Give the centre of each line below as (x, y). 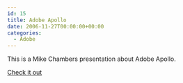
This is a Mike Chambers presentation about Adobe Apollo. (91, 59)
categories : (24, 33)
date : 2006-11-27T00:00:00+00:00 (56, 26)
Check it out (25, 73)
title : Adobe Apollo (37, 20)
